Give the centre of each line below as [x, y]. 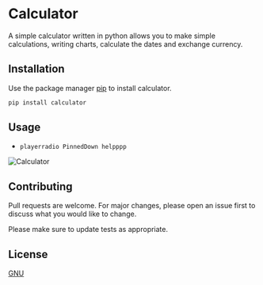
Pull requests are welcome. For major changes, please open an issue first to [132, 206]
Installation [36, 69]
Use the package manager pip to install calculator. [90, 88]
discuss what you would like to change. [72, 214]
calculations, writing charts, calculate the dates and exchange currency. [126, 44]
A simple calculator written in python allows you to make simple [112, 36]
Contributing [40, 186]
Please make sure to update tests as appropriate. [88, 230]
